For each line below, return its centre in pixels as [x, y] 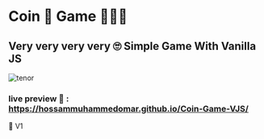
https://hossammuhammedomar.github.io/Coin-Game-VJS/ [128, 108]
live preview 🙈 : [39, 98]
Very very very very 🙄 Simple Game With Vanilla [132, 46]
